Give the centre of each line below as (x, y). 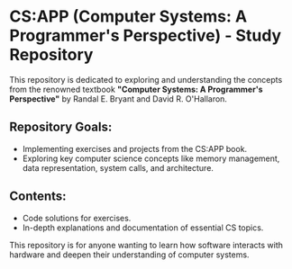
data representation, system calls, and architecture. (118, 167)
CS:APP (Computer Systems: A (128, 17)
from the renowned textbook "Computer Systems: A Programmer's (136, 89)
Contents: (38, 197)
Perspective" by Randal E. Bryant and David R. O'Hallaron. (119, 99)
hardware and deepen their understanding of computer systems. (129, 255)
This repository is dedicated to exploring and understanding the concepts (146, 79)
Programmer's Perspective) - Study (146, 36)
